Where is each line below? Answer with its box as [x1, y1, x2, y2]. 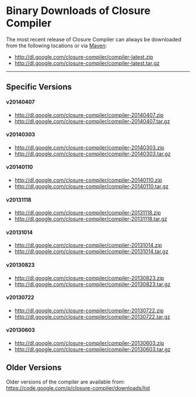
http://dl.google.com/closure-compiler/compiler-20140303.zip [14, 144, 164, 151]
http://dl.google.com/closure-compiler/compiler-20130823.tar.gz [14, 281, 171, 288]
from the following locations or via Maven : [6, 42, 107, 49]
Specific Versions [6, 82, 72, 92]
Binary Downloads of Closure [6, 4, 150, 18]
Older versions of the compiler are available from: [6, 378, 125, 385]
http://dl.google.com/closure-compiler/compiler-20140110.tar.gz [14, 182, 169, 189]
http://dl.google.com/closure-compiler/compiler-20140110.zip [14, 177, 162, 184]
